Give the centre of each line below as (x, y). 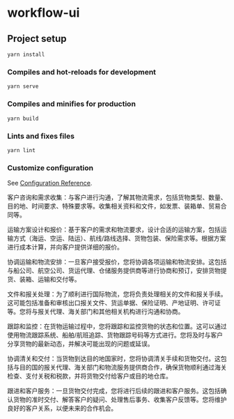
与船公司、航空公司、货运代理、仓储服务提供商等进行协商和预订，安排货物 (114, 271)
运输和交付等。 (59, 280)
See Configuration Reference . (50, 183)
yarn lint (22, 150)
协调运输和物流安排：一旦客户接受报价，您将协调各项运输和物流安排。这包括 (117, 262)
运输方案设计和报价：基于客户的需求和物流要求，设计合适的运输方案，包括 (114, 230)
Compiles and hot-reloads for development (82, 72)
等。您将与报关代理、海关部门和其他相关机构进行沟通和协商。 (96, 312)
